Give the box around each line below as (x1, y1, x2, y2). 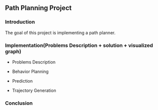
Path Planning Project (5, 4, 72, 12)
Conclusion (5, 100, 33, 107)
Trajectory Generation (12, 88, 56, 93)
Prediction (12, 78, 33, 84)
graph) (5, 48, 21, 55)
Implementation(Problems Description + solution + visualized (5, 42, 153, 48)
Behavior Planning (12, 68, 49, 74)
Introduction (5, 19, 35, 25)
